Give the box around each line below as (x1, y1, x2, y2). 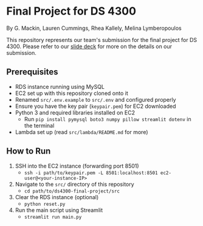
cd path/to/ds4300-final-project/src (24, 188, 120, 194)
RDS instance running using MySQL (15, 83, 105, 90)
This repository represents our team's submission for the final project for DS (6, 36, 198, 43)
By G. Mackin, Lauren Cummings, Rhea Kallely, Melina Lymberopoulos (6, 24, 182, 32)
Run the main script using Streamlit (15, 206, 103, 214)
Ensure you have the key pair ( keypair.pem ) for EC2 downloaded (15, 102, 176, 110)
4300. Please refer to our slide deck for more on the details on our (6, 43, 172, 50)
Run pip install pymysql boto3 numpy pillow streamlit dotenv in (24, 115, 191, 122)
